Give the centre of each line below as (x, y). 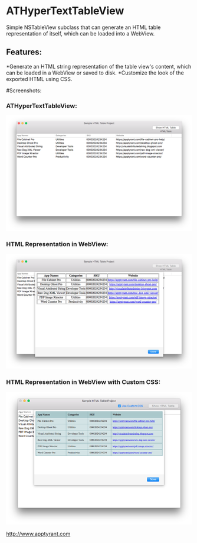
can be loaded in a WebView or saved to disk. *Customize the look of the (95, 73)
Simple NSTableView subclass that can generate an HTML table (83, 27)
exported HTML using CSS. (39, 79)
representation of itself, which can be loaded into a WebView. (81, 33)
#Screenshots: (24, 90)
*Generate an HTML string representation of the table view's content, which (99, 66)
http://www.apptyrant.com (38, 534)
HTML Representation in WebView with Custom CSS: (83, 382)
